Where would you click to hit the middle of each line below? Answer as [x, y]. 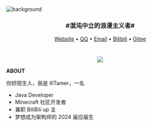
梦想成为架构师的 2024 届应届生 [54, 117]
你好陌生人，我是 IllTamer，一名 [46, 83]
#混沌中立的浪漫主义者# [100, 26]
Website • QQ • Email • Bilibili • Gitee [100, 39]
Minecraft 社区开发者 [41, 102]
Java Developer [34, 95]
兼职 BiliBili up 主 [35, 109]
